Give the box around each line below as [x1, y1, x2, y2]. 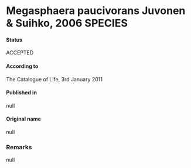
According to [6, 63, 39, 70]
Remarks [6, 143, 32, 151]
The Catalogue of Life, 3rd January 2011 [6, 76, 103, 83]
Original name [6, 115, 41, 122]
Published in [6, 89, 37, 96]
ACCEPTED [6, 49, 34, 56]
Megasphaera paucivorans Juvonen [6, 4, 186, 18]
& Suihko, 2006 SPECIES [6, 16, 128, 30]
